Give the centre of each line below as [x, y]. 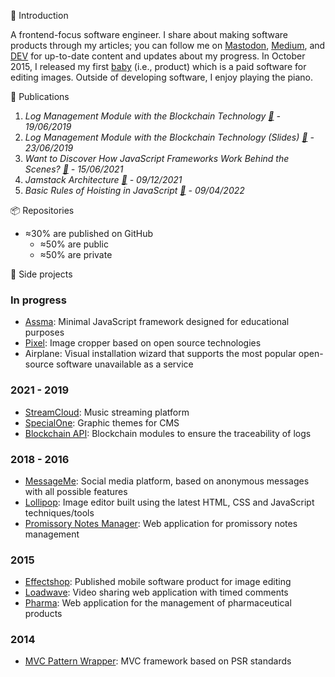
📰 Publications [40, 96]
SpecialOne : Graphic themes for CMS [102, 422]
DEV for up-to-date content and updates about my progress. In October [158, 56]
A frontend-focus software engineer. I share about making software [149, 34]
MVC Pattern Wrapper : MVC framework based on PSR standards [158, 661]
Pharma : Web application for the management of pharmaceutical [158, 603]
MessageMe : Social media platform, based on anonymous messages [167, 481]
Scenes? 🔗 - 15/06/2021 [74, 169]
